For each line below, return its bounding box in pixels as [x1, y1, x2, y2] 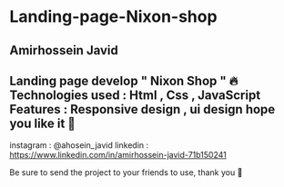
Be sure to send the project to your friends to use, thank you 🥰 [9, 167, 243, 178]
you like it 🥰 [9, 115, 76, 131]
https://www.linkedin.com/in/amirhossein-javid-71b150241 [9, 150, 228, 161]
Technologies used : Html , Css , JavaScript [9, 87, 261, 103]
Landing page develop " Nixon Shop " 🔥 [9, 73, 238, 88]
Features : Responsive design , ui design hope [9, 102, 276, 117]
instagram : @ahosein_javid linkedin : [9, 140, 149, 151]
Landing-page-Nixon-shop [9, 6, 218, 27]
